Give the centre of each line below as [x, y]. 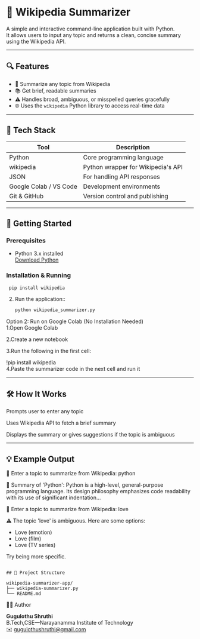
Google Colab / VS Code [43, 186]
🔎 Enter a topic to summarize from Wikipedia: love [68, 509]
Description [133, 147]
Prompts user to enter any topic [45, 411]
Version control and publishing [126, 196]
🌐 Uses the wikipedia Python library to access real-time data [90, 105]
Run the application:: [40, 299]
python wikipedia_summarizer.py [55, 310]
